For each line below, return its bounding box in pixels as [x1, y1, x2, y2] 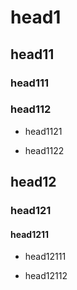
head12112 [24, 270, 68, 282]
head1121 [24, 125, 63, 137]
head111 [10, 76, 50, 90]
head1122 [24, 144, 65, 156]
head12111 [24, 251, 67, 263]
